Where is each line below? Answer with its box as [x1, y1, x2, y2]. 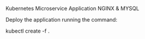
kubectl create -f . [5, 27, 50, 34]
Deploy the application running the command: [5, 16, 118, 23]
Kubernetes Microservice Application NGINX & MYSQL [5, 5, 140, 12]
